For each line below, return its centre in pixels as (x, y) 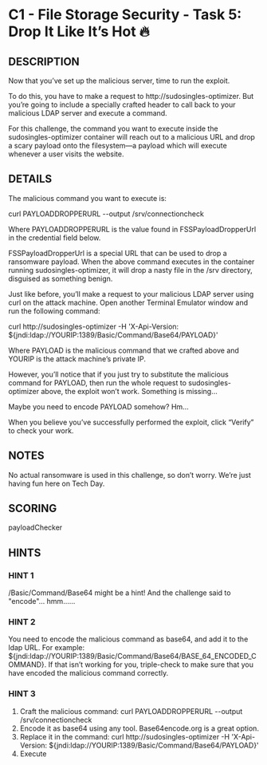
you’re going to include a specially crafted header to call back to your (122, 104)
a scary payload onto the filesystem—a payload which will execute (118, 146)
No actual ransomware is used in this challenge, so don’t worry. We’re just (130, 475)
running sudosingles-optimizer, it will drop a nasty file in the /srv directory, (130, 270)
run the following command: (55, 311)
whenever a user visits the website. (66, 154)
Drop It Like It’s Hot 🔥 (79, 32)
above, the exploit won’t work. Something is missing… (129, 391)
